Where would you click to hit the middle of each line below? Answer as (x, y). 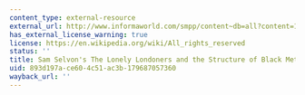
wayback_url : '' (40, 77)
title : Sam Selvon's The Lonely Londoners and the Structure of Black (146, 60)
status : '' (30, 52)
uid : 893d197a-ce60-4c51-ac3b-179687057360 (93, 69)
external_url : (36, 26)
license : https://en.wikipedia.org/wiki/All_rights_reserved (128, 43)
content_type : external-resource (73, 18)
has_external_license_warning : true (79, 34)
